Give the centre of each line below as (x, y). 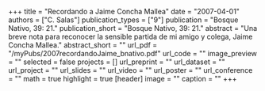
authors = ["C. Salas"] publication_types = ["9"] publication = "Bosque (123, 20)
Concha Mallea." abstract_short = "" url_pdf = (83, 45)
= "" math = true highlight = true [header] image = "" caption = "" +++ (123, 79)
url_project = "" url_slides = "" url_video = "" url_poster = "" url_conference (131, 70)
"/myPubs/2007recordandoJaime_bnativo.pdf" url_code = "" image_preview (133, 53)
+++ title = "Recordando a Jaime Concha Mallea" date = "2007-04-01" (124, 11)
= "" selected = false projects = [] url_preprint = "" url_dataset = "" (117, 62)
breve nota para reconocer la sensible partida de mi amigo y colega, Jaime (131, 36)
